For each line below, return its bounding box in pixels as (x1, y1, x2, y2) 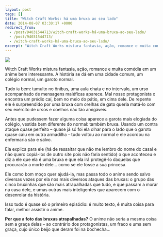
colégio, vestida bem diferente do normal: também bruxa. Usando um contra (5, 121, 158, 127)
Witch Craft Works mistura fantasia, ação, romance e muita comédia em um (5, 66, 156, 72)
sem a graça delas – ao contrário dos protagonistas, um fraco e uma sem (5, 221, 151, 227)
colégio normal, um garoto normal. (5, 76, 74, 82)
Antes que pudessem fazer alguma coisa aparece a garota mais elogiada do (5, 116, 157, 122)
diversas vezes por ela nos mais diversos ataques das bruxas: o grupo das (5, 176, 154, 182)
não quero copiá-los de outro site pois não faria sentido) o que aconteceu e (5, 151, 156, 157)
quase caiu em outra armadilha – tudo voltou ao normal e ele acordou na (5, 131, 150, 137)
